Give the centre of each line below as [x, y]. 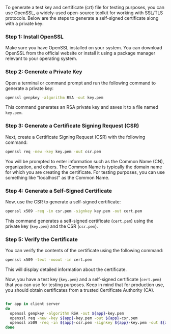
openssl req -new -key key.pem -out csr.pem [53, 151]
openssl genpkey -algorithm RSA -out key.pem [54, 98]
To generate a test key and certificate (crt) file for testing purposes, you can [85, 7]
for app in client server [33, 304]
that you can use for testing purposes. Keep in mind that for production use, [85, 285]
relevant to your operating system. [41, 58]
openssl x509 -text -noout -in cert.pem [49, 260]
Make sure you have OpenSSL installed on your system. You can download [84, 48]
